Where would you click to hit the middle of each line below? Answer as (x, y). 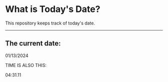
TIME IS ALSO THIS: (26, 65)
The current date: (33, 43)
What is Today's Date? (53, 9)
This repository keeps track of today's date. (50, 23)
